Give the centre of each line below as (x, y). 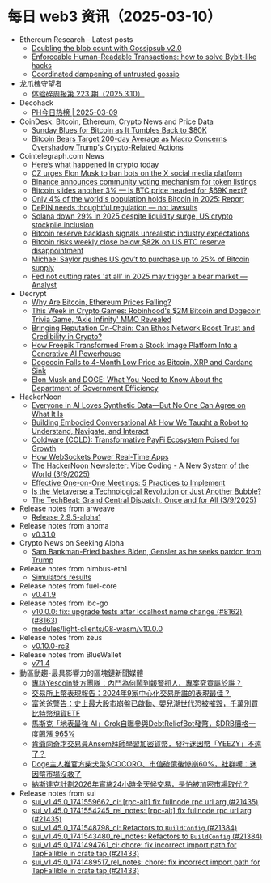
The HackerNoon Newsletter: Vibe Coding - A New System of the (140, 465)
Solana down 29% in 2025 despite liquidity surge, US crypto (132, 216)
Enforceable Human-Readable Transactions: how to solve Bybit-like (144, 57)
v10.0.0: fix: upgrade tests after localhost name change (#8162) (137, 611)
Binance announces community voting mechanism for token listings (144, 181)
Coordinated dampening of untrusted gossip (105, 74)
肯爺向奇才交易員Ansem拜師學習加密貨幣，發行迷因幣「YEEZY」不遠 (146, 743)
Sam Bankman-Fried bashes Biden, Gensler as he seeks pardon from (146, 551)
